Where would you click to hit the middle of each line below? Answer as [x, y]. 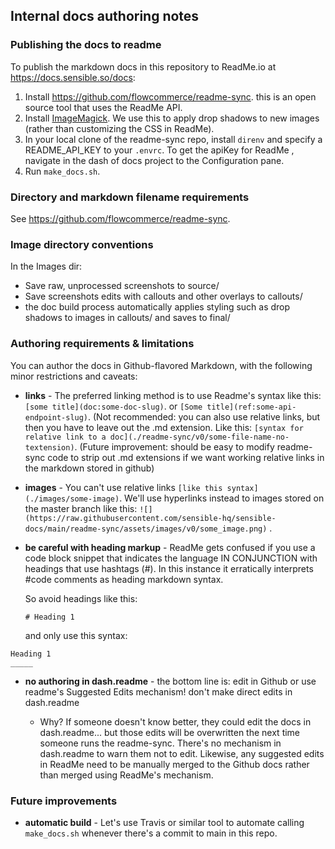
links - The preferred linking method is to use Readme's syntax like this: [173, 395]
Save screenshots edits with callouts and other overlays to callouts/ [163, 296]
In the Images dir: [46, 266]
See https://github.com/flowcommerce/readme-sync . [120, 218]
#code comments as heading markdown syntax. [124, 579]
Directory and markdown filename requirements [130, 197]
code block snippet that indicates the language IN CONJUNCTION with [171, 558]
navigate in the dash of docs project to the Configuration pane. [154, 160]
